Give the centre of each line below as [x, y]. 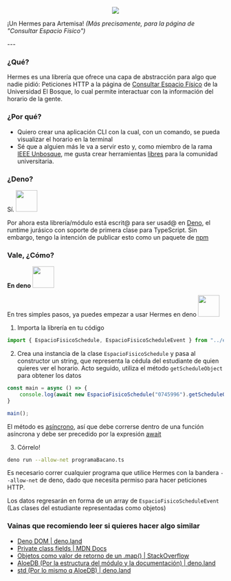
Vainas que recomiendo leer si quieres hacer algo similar [104, 526]
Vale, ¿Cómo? [31, 255]
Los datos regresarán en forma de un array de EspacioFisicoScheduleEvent [113, 501]
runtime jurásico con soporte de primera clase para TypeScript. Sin [102, 230]
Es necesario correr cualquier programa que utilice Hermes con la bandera [113, 473]
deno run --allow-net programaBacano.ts [66, 460]
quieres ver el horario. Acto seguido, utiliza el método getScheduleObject [120, 368]
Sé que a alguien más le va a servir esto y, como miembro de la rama [115, 146]
